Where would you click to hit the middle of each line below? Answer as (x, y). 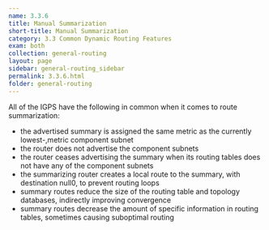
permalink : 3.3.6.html (47, 76)
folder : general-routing (50, 83)
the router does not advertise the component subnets (109, 148)
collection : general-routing (58, 53)
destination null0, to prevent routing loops (90, 182)
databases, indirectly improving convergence (96, 200)
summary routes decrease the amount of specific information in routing (139, 208)
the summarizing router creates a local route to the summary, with (130, 174)
